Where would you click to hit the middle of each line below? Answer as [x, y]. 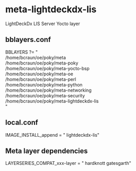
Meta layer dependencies [47, 151]
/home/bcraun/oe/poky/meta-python [44, 84]
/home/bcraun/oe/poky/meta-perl [41, 79]
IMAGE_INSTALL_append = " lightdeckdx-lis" [52, 135]
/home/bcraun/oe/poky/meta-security [45, 95]
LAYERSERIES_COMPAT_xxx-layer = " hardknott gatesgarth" [68, 163]
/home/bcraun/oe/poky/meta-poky [42, 63]
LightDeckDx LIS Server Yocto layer [43, 24]
